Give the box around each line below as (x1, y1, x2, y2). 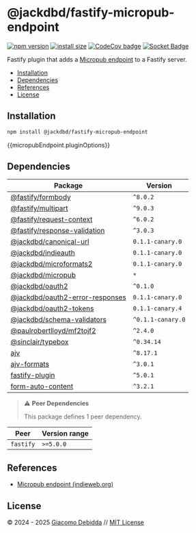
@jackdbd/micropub (10, 271, 76, 280)
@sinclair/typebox (10, 337, 69, 347)
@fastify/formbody (10, 193, 72, 202)
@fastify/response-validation (10, 226, 105, 236)
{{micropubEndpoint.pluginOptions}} (7, 140, 111, 149)
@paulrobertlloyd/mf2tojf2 (10, 326, 97, 336)
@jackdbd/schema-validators (10, 315, 107, 325)
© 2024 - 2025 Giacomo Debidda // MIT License (7, 519, 145, 527)
